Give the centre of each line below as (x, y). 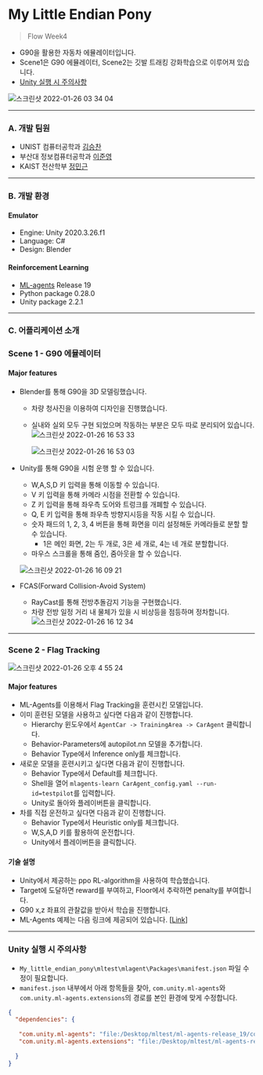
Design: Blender (45, 250)
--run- (207, 784)
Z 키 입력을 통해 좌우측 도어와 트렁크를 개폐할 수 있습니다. (119, 504)
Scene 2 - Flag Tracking (54, 649)
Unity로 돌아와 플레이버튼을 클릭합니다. (91, 803)
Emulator (23, 215)
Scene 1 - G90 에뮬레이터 (55, 353)
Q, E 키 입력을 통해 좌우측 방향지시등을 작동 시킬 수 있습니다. (123, 514)
